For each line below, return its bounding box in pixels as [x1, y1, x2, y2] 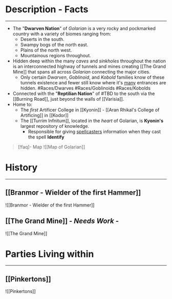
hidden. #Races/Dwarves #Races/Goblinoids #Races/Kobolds [20, 85, 151, 91]
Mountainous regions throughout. [20, 52, 91, 58]
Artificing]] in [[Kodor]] [20, 112, 69, 118]
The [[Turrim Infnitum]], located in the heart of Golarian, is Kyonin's [20, 118, 164, 124]
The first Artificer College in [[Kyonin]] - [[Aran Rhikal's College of [20, 106, 160, 113]
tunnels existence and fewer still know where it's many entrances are [20, 79, 166, 85]
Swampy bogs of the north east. [20, 41, 89, 48]
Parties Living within [5, 248, 94, 260]
